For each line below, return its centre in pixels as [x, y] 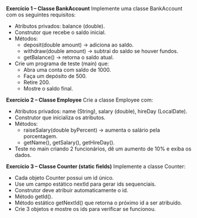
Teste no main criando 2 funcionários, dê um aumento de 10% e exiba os [103, 149]
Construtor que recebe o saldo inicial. [60, 32]
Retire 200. [37, 82]
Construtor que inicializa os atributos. [60, 118]
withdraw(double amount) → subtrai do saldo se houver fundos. [101, 51]
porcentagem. [40, 136]
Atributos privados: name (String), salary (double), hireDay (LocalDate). [101, 111]
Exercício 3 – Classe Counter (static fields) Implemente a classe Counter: [96, 166]
